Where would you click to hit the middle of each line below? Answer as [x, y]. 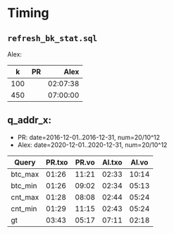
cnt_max [25, 197]
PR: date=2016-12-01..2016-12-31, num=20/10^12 [89, 137]
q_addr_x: [29, 121]
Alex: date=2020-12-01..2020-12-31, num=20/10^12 [92, 145]
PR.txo [57, 162]
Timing [28, 13]
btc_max [25, 174]
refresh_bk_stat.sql [52, 38]
